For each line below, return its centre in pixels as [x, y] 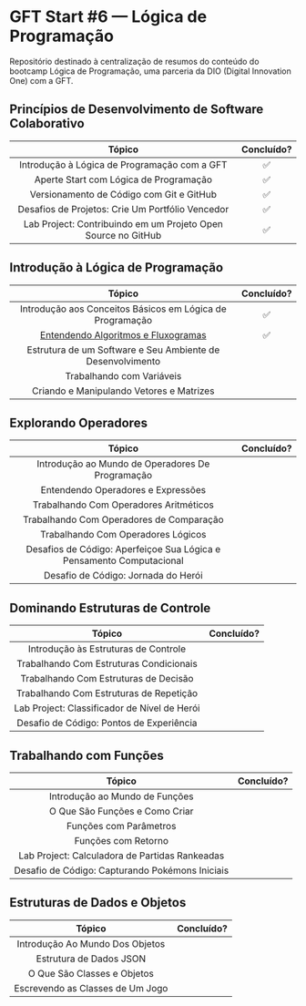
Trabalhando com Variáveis [123, 375]
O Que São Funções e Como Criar [121, 811]
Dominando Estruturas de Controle [110, 608]
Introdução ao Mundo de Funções [121, 796]
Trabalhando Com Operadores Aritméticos [123, 505]
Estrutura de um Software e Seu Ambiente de [123, 350]
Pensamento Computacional [123, 560]
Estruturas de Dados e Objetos [98, 903]
